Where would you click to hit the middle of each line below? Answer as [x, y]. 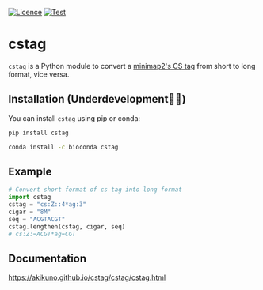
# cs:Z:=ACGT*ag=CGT [42, 234]
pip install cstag [38, 133]
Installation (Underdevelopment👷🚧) [97, 99]
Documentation [48, 258]
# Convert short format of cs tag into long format [95, 190]
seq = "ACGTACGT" [37, 219]
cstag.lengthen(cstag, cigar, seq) [67, 226]
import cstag [30, 198]
